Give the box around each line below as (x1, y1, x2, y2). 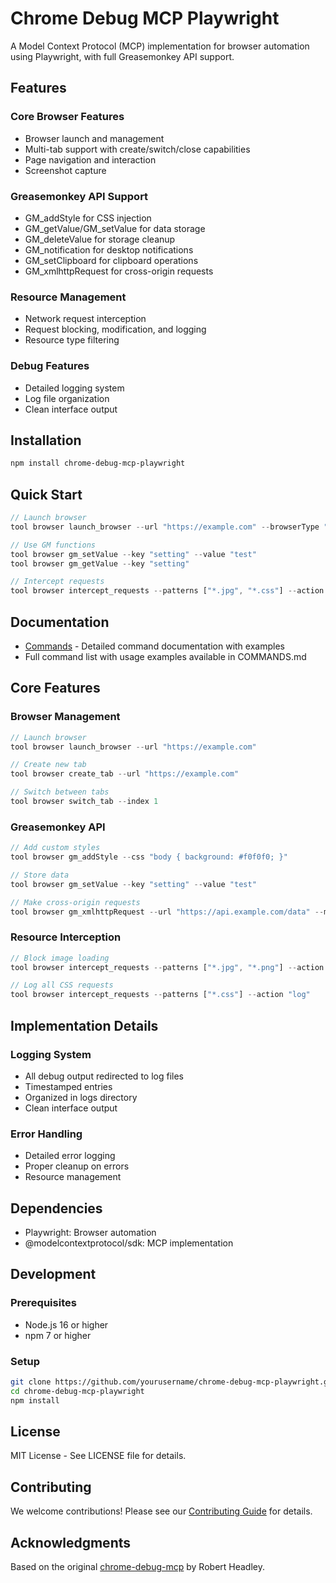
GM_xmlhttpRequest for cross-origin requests (24, 265, 214, 277)
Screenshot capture (24, 164, 107, 176)
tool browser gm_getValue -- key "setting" (10, 558, 190, 569)
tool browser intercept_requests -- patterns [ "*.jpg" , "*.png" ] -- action (10, 962, 325, 972)
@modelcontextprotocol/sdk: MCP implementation (24, 1237, 234, 1249)
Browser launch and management (24, 132, 165, 144)
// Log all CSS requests (10, 980, 114, 991)
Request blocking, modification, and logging (24, 323, 207, 336)
